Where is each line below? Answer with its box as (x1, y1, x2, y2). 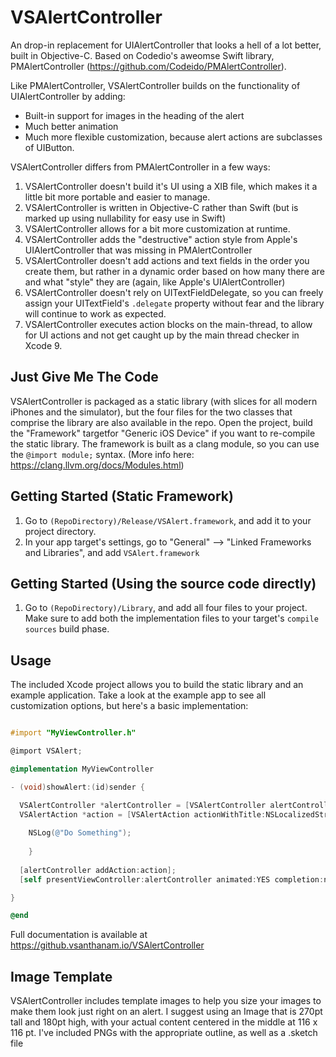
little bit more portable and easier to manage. (24, 191, 211, 203)
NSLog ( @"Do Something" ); (28, 828, 132, 838)
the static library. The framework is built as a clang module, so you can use (10, 437, 320, 450)
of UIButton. (24, 141, 75, 153)
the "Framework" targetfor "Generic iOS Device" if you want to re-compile (10, 427, 316, 439)
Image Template (10, 968, 113, 985)
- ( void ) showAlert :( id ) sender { (10, 782, 145, 792)
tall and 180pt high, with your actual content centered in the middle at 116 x (10, 1016, 318, 1028)
